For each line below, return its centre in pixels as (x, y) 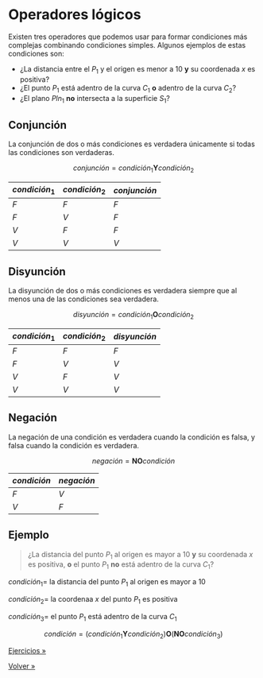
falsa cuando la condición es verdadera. (74, 445)
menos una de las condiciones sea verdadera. (83, 299)
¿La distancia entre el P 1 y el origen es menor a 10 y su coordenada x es (137, 70)
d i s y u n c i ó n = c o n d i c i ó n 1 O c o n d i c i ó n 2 (133, 315)
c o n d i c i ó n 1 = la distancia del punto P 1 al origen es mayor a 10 (107, 583)
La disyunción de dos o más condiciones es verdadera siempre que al (123, 290)
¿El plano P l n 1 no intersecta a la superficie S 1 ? (95, 99)
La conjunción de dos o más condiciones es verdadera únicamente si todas (132, 144)
